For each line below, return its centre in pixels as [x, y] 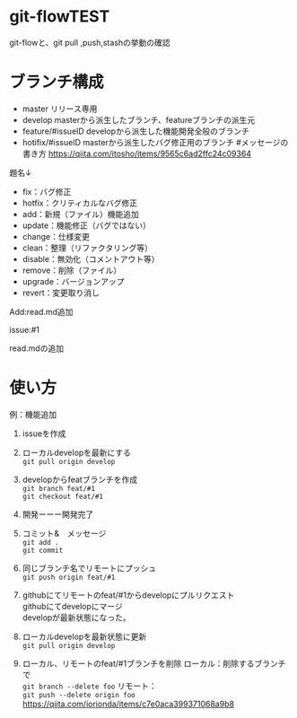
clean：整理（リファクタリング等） [87, 248]
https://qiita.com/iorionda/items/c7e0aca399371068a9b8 [128, 704]
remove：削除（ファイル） [72, 270]
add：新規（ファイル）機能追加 [80, 214]
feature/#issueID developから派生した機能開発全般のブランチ [135, 131]
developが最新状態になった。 [77, 617]
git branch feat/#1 [59, 488]
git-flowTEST [60, 17]
